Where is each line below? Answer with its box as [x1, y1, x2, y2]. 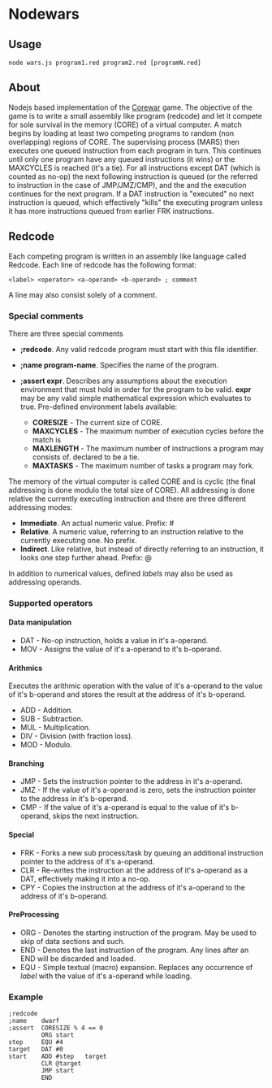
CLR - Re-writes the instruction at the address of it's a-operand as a [19, 865, 248, 875]
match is [32, 434, 62, 444]
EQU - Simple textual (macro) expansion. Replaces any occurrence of [19, 962, 253, 972]
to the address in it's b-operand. [19, 794, 128, 803]
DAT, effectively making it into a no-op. [19, 873, 151, 883]
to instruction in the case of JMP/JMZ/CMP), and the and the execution [8, 180, 247, 189]
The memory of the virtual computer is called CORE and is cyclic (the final [8, 477, 256, 486]
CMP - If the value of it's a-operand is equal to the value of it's [19, 803, 230, 812]
